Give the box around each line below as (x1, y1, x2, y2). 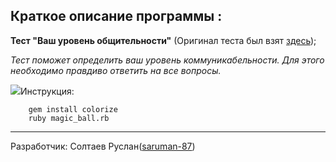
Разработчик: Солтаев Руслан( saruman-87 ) (10, 140, 196, 152)
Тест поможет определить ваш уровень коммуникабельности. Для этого (10, 54, 325, 66)
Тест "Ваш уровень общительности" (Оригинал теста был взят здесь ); (10, 34, 317, 46)
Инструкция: (20, 85, 75, 97)
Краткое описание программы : (10, 8, 223, 25)
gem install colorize (28, 104, 118, 114)
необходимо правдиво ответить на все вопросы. (10, 64, 222, 76)
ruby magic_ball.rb (28, 113, 110, 123)
